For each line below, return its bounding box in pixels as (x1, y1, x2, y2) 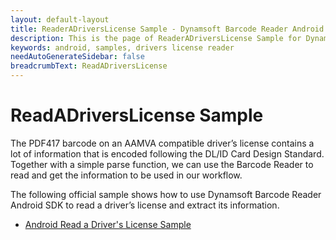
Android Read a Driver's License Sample (24, 218, 192, 230)
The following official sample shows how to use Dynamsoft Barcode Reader (10, 188, 322, 200)
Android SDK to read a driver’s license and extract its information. (10, 199, 280, 211)
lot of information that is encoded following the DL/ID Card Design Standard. (10, 147, 325, 160)
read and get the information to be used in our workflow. (10, 169, 243, 181)
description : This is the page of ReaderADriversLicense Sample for (10, 33, 302, 43)
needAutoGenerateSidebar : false (10, 52, 145, 62)
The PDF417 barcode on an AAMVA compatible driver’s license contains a (10, 137, 315, 149)
